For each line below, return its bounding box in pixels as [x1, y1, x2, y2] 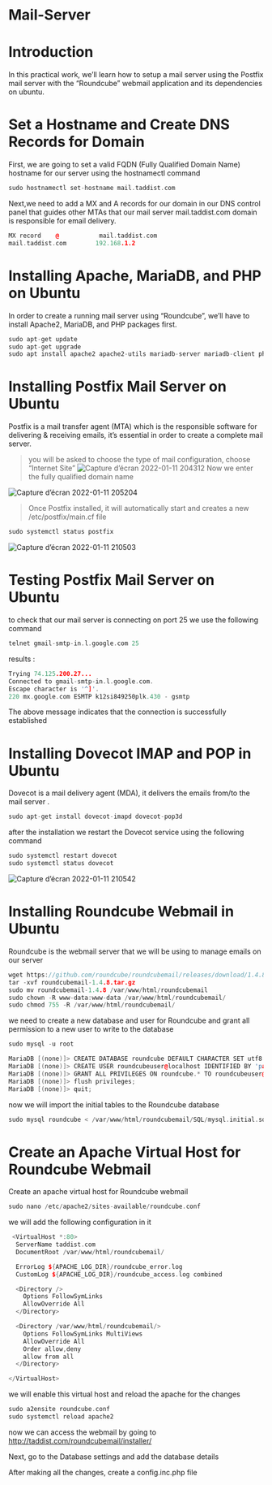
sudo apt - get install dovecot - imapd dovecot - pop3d [8, 812, 183, 821]
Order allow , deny [23, 1344, 82, 1353]
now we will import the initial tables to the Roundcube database [8, 1099, 220, 1110]
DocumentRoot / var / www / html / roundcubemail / [15, 1248, 164, 1256]
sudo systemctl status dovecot [8, 859, 114, 868]
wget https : [8, 971, 49, 979]
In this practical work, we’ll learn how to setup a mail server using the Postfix [8, 70, 264, 80]
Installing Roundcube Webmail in [8, 903, 235, 921]
